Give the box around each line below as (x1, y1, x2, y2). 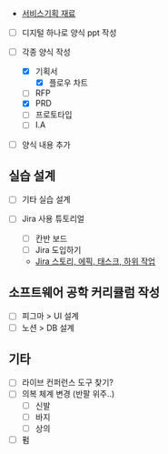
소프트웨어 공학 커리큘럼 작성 (8, 285, 161, 300)
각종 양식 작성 (21, 46, 71, 57)
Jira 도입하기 (35, 244, 82, 255)
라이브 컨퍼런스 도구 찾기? (21, 377, 114, 388)
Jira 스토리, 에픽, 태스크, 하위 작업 (35, 256, 156, 267)
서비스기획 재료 (21, 8, 76, 18)
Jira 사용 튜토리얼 (21, 213, 85, 225)
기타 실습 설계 (21, 194, 71, 205)
